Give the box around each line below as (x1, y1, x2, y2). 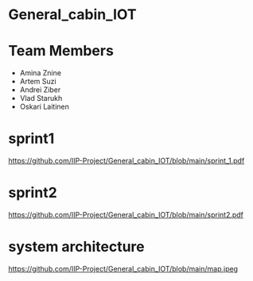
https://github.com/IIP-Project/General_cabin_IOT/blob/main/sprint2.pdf (8, 210, 244, 219)
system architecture (8, 238, 145, 256)
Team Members (8, 42, 114, 60)
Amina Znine (19, 68, 62, 78)
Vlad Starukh (19, 94, 63, 103)
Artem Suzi (19, 77, 57, 87)
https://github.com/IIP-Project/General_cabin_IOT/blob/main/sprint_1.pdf (8, 156, 245, 166)
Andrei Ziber (19, 85, 61, 94)
